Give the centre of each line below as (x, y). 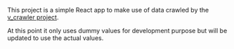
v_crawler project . (33, 17)
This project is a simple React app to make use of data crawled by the (108, 10)
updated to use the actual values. (56, 38)
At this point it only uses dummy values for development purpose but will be (117, 31)
